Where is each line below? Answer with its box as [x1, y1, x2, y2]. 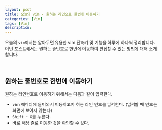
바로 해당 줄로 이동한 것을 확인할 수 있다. [12, 120, 90, 126]
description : [5, 26, 32, 30]
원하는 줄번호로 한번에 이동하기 [5, 77, 93, 85]
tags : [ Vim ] [5, 21, 29, 26]
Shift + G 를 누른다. [12, 113, 51, 119]
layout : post [5, 7, 32, 12]
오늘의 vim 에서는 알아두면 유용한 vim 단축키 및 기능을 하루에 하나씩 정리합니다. [5, 40, 155, 46]
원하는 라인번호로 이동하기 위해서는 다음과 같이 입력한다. [5, 91, 113, 97]
